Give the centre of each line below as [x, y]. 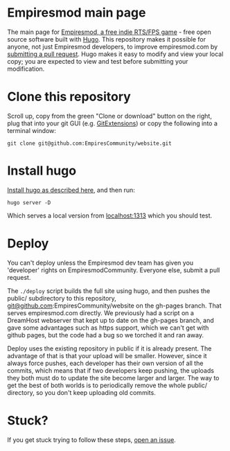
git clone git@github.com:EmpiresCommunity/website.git [89, 143]
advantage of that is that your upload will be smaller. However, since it [107, 355]
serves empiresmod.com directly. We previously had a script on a [100, 312]
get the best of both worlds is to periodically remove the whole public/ [107, 385]
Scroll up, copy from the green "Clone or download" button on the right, [110, 116]
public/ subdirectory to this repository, [62, 298]
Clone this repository [69, 97]
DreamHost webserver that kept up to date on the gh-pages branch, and [111, 320]
